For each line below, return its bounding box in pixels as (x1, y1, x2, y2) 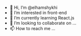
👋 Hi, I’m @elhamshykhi (9, 5, 58, 10)
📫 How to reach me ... (9, 26, 55, 31)
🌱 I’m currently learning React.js (9, 15, 75, 20)
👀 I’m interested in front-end (9, 10, 67, 16)
